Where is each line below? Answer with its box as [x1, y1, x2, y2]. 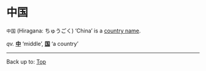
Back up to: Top [6, 58, 47, 65]
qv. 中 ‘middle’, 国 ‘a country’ [6, 40, 78, 47]
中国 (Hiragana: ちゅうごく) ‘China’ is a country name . [6, 27, 141, 34]
